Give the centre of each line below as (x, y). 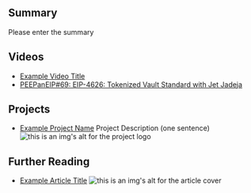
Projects (29, 110)
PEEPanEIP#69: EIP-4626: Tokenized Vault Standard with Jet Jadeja (131, 84)
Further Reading (49, 161)
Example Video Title (52, 76)
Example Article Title (53, 180)
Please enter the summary (51, 32)
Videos (26, 57)
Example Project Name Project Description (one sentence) (114, 128)
